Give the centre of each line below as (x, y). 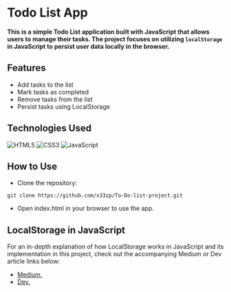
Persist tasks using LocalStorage (63, 106)
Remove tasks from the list (55, 99)
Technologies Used (49, 128)
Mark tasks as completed (53, 92)
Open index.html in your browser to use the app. (86, 209)
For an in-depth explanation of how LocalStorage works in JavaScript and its (116, 247)
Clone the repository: (47, 183)
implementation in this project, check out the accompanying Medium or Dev (114, 254)
